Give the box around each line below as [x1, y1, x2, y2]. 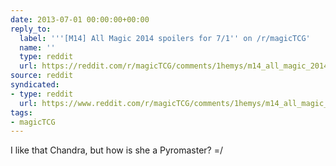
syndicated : [10, 80, 60, 90]
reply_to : [10, 24, 52, 34]
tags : [10, 107, 33, 118]
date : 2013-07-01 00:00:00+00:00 [10, 14, 150, 25]
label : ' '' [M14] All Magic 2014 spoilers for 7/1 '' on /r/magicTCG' [19, 33, 311, 43]
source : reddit [10, 71, 74, 81]
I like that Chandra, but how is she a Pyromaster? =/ [10, 144, 223, 156]
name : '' [19, 42, 56, 53]
